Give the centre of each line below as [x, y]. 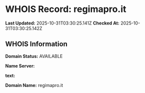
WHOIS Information [37, 44]
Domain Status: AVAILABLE [34, 56]
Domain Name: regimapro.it [34, 85]
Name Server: [20, 65]
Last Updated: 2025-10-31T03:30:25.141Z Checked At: [62, 23]
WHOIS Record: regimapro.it [66, 9]
